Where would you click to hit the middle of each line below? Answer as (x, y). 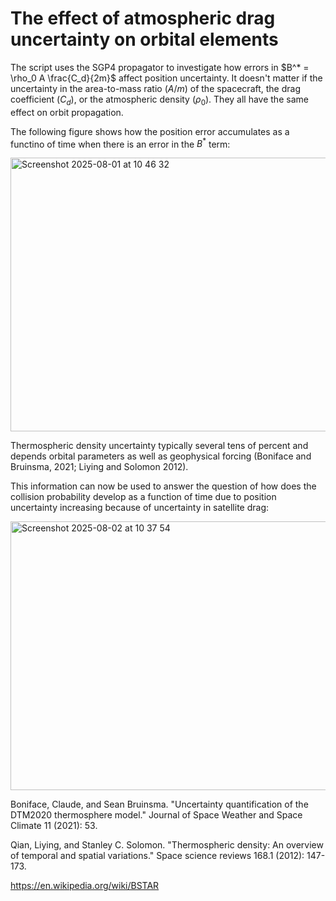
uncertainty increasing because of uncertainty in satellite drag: (139, 508)
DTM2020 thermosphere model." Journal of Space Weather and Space (156, 815)
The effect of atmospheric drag (143, 18)
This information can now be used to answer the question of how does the (163, 486)
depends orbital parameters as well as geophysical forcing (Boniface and (161, 456)
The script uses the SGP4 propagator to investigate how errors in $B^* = (160, 67)
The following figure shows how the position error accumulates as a (150, 131)
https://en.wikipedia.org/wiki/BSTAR (85, 886)
